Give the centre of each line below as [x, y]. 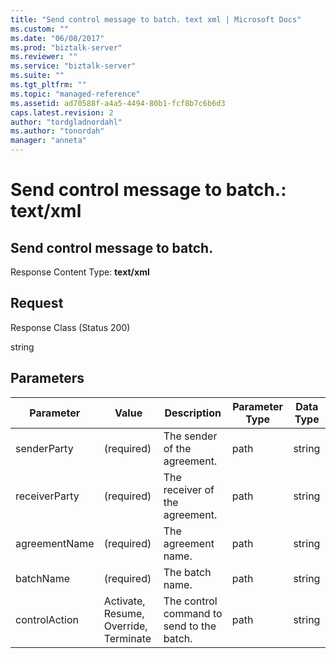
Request [37, 303]
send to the [190, 626]
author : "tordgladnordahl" [66, 122]
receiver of [189, 489]
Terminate [127, 638]
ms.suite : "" [37, 76]
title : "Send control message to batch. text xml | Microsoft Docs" [156, 19]
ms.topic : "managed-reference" [75, 94]
